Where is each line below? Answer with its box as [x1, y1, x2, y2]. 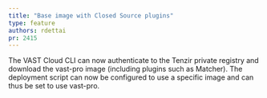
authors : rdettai [8, 26, 67, 34]
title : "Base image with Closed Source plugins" [8, 11, 174, 20]
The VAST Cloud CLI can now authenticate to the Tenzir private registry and [8, 56, 259, 65]
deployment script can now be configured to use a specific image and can [8, 73, 254, 82]
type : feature [8, 19, 56, 27]
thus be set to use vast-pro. [8, 81, 100, 91]
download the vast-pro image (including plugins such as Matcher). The [8, 65, 243, 74]
